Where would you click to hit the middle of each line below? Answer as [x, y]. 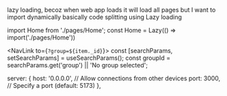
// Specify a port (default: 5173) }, [54, 85]
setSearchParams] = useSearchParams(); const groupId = [89, 58]
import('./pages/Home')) [41, 37]
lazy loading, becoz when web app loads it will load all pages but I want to [111, 10]
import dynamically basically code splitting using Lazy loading [95, 17]
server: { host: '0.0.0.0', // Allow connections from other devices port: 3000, [114, 78]
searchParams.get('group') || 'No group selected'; [78, 65]
